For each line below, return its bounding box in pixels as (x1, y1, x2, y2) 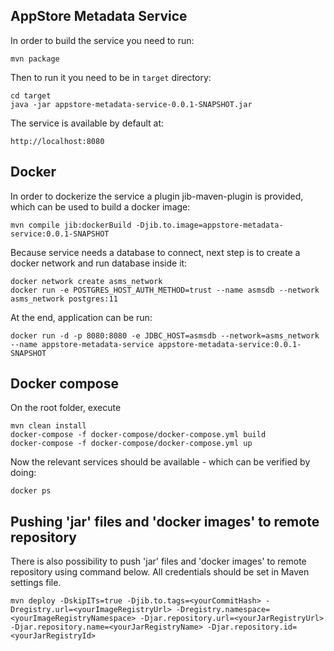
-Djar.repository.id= (206, 622, 298, 633)
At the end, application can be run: (10, 311, 153, 323)
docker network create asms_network (10, 276, 163, 286)
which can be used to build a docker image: (10, 200, 191, 213)
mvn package (10, 54, 60, 64)
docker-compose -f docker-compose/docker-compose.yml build (10, 430, 267, 440)
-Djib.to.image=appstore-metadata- (135, 220, 284, 230)
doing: (10, 467, 37, 479)
